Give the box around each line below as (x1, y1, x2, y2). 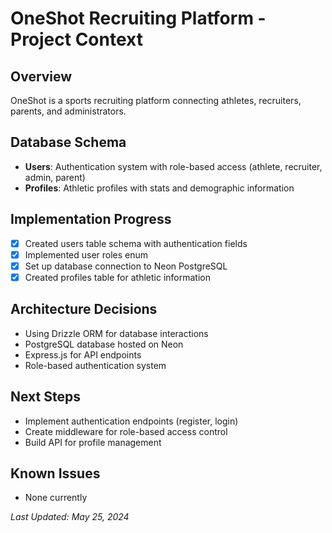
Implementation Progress (10, 211, 172, 228)
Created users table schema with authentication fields (24, 237, 248, 249)
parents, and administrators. (10, 105, 127, 117)
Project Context (10, 28, 143, 51)
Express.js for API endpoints (24, 348, 142, 361)
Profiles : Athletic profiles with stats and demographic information (24, 182, 295, 194)
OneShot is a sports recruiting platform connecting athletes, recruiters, (10, 95, 302, 106)
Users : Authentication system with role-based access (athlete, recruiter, (24, 160, 323, 172)
